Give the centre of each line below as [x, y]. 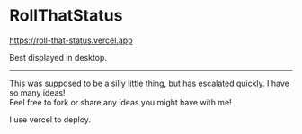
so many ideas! [37, 92]
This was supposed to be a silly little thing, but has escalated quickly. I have [149, 83]
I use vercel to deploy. [50, 119]
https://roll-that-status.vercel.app [71, 40]
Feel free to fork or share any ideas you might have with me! [120, 102]
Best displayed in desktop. [58, 57]
